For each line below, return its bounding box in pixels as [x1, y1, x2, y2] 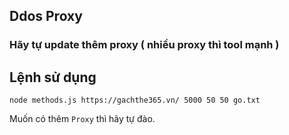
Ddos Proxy [9, 8, 83, 25]
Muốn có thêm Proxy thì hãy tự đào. [9, 113, 156, 125]
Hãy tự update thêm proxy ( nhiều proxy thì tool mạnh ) [9, 38, 280, 52]
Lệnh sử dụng [9, 69, 97, 86]
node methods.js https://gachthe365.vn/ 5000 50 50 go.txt [9, 95, 261, 106]
